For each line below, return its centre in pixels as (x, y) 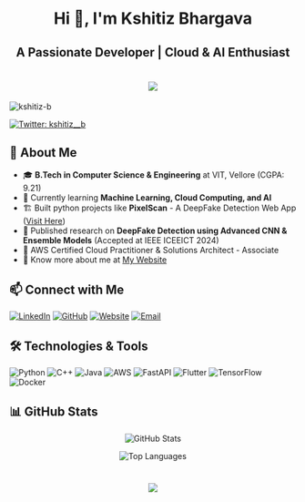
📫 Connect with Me (67, 289)
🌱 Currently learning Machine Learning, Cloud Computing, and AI (147, 198)
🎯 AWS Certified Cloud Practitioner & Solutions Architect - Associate (151, 251)
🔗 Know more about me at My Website (95, 260)
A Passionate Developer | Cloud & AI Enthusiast (153, 52)
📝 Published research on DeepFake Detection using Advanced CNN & (155, 231)
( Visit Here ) (44, 221)
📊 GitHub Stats (54, 412)
